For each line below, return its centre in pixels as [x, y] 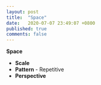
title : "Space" [26, 17]
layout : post [23, 12]
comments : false [26, 34]
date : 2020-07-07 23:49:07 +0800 [51, 23]
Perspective [30, 76]
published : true [26, 29]
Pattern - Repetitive [39, 69]
